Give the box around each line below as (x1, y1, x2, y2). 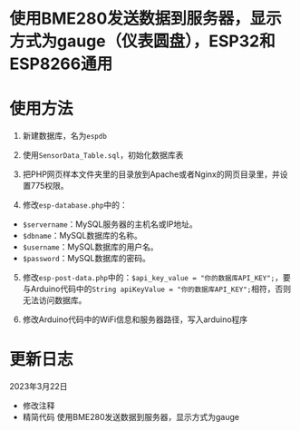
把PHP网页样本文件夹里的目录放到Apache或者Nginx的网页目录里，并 (22, 169, 281, 180)
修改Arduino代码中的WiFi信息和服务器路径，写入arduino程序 (22, 314, 248, 325)
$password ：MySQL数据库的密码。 (22, 253, 151, 264)
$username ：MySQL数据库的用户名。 (22, 241, 159, 252)
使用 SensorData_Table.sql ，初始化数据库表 (22, 150, 184, 161)
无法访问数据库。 (22, 295, 87, 306)
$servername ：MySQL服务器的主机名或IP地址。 (22, 219, 198, 230)
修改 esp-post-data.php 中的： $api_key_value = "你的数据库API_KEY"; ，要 (22, 272, 292, 283)
